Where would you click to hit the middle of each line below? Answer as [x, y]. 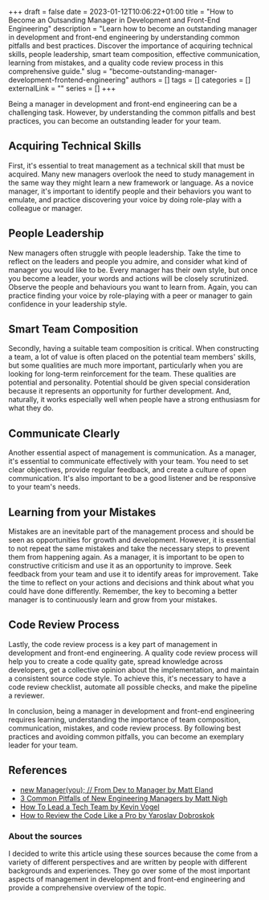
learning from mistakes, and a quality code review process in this [116, 63]
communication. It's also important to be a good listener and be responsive [132, 479]
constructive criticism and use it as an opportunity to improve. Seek [120, 566]
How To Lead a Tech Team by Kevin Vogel [90, 807]
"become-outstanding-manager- [163, 71]
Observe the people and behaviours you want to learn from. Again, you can [133, 287]
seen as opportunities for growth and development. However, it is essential [132, 540]
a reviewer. [26, 695]
